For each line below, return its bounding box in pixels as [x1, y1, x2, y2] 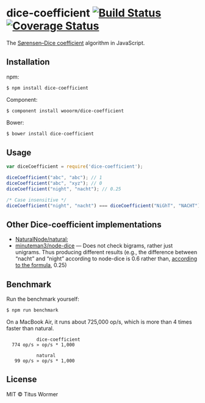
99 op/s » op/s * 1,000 [14, 357, 75, 364]
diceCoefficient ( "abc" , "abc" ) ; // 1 [6, 174, 103, 181]
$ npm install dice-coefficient [6, 85, 88, 91]
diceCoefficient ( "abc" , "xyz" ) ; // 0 [6, 180, 103, 186]
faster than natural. [6, 324, 54, 332]
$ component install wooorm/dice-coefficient [6, 107, 124, 114]
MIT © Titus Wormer [6, 390, 59, 398]
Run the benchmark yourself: [6, 296, 79, 303]
